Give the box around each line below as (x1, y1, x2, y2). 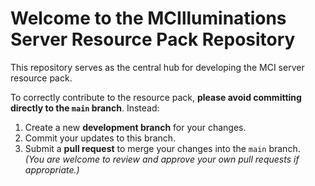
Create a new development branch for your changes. (24, 121, 247, 133)
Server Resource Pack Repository (10, 28, 296, 51)
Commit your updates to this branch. (24, 132, 177, 144)
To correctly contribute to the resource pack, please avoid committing (10, 91, 302, 103)
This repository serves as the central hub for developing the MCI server (10, 61, 305, 73)
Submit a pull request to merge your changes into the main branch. (24, 142, 301, 154)
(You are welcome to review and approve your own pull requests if (24, 153, 300, 165)
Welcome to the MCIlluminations (10, 7, 287, 30)
